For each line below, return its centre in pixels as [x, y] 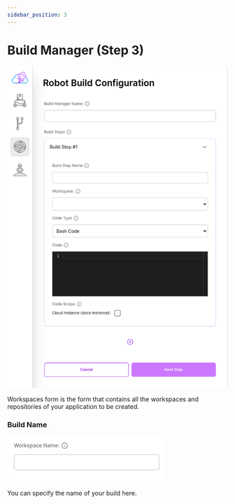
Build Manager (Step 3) [76, 50]
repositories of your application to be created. [73, 406]
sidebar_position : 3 [37, 15]
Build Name [27, 424]
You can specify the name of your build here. [72, 494]
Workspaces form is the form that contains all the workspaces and [103, 399]
